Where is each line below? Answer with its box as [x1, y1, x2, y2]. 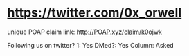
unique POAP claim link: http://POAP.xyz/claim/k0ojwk [7, 28, 163, 36]
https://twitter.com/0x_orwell [7, 5, 182, 21]
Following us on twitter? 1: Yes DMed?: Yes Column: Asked [7, 41, 174, 49]
